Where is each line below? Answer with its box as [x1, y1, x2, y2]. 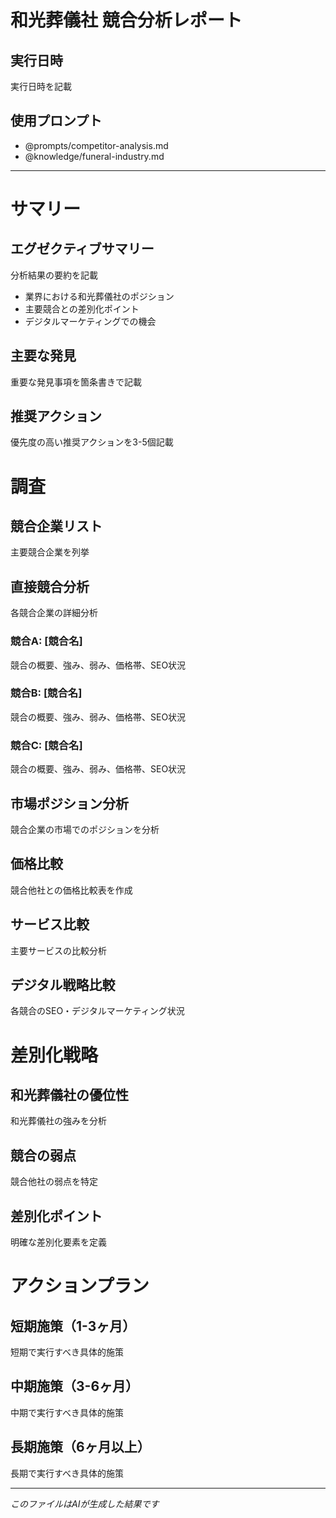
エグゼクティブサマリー [10, 241, 155, 258]
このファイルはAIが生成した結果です [10, 1497, 160, 1510]
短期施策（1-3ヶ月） [10, 1317, 137, 1335]
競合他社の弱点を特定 [10, 1176, 98, 1188]
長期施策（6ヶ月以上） [10, 1439, 151, 1456]
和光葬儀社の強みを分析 [10, 1115, 107, 1127]
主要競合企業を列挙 [10, 546, 90, 558]
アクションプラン [10, 1275, 150, 1298]
